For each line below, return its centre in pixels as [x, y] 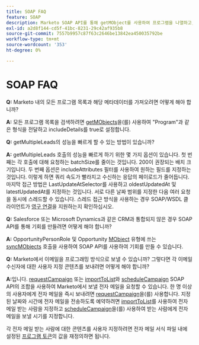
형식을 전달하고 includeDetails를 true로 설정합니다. [72, 129]
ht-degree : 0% [24, 50]
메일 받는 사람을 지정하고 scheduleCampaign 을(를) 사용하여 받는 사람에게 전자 [97, 308]
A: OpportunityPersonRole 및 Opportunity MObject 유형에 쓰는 [81, 239]
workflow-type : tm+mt [33, 39]
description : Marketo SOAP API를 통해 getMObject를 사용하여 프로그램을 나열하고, [100, 23]
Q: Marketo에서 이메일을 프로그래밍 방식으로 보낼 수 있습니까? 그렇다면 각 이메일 [99, 259]
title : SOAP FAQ [26, 12]
